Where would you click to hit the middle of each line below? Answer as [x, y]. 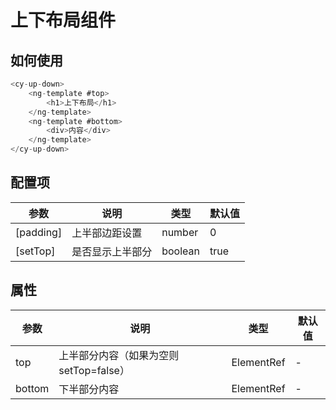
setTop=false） [94, 370]
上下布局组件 [63, 20]
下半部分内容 [89, 389]
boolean [180, 251]
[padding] [39, 232]
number [180, 232]
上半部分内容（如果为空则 [119, 355]
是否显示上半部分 [112, 251]
